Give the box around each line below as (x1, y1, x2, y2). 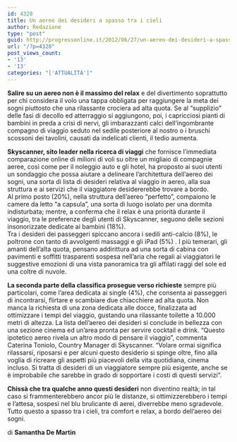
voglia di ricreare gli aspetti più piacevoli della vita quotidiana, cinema (7, 355, 209, 364)
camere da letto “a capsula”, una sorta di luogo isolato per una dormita (7, 199, 212, 208)
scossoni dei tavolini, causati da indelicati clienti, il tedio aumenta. (7, 133, 199, 142)
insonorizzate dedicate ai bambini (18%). (7, 222, 126, 231)
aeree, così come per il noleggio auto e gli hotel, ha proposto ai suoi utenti (7, 162, 222, 171)
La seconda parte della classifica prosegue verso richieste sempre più (7, 281, 217, 289)
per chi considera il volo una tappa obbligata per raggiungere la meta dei (7, 96, 219, 104)
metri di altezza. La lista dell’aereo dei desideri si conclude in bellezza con (7, 318, 222, 326)
